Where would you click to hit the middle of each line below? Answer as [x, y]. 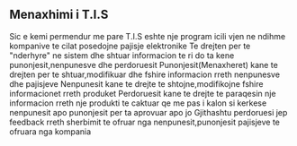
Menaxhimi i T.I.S [59, 15]
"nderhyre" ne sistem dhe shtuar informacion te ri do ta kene [122, 55]
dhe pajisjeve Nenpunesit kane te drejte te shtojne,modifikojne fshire [136, 83]
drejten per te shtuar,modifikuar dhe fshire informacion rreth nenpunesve [145, 74]
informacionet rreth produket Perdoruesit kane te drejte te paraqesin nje [143, 93]
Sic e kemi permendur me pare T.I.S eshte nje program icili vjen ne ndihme [148, 36]
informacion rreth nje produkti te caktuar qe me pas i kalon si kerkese [138, 103]
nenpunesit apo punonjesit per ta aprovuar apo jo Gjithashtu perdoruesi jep [148, 112]
